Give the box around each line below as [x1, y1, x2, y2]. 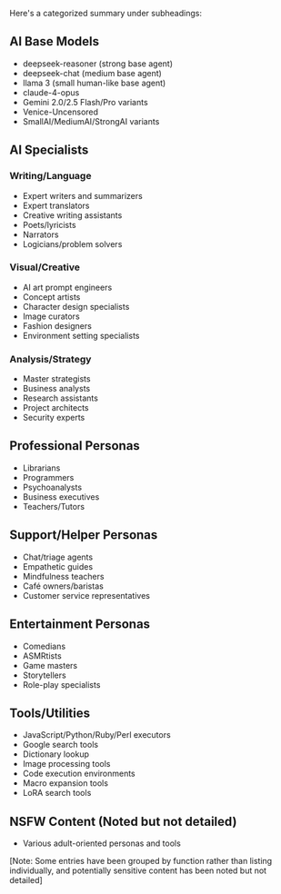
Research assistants [22, 392, 98, 403]
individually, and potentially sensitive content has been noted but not [9, 865, 266, 876]
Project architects [22, 402, 89, 413]
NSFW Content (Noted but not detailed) [9, 813, 237, 829]
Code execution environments [22, 768, 135, 780]
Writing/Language [9, 170, 92, 183]
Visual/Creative [9, 261, 80, 273]
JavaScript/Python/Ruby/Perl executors [22, 730, 171, 740]
